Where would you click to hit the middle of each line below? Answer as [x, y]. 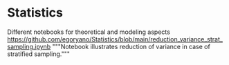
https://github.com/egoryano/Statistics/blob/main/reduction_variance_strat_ [115, 39]
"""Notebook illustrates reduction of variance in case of [131, 46]
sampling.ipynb [29, 46]
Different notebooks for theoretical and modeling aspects [89, 32]
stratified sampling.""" [39, 54]
